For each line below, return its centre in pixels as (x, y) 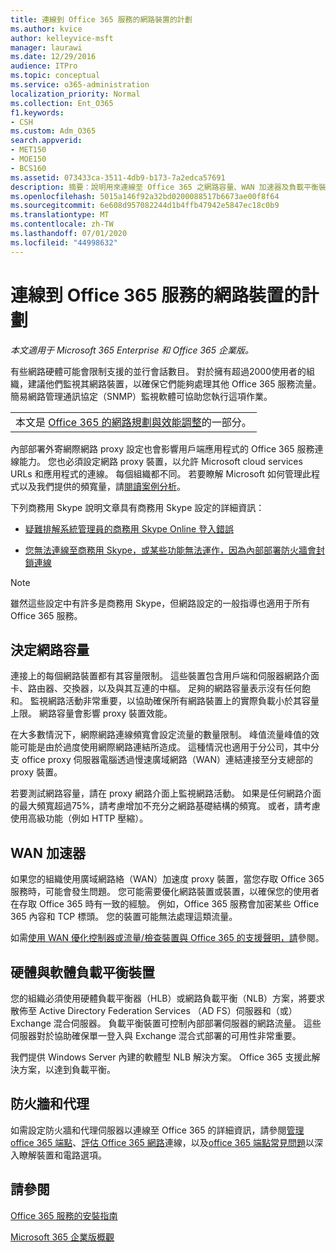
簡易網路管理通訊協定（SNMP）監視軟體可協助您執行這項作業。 (141, 396)
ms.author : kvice (46, 29)
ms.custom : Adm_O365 (53, 131)
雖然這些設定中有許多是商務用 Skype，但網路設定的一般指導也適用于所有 (160, 603)
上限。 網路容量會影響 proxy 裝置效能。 (91, 713)
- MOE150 (28, 159)
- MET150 (28, 150)
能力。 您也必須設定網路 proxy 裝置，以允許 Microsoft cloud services (160, 461)
